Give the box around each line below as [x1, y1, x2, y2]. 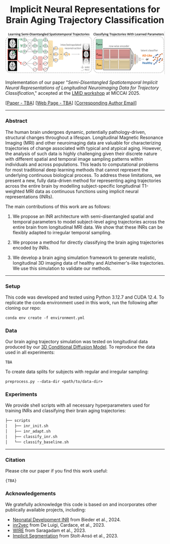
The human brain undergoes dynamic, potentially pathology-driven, [5, 129, 146, 135]
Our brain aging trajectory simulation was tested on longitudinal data [5, 339, 148, 345]
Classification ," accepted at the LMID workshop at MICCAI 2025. [5, 90, 141, 96]
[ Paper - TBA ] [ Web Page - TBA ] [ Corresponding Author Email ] [5, 100, 137, 106]
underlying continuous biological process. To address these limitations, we [5, 172, 161, 178]
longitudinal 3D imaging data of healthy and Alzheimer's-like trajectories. [12, 260, 165, 266]
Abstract [5, 118, 28, 125]
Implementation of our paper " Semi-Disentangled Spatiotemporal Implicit [5, 80, 158, 86]
